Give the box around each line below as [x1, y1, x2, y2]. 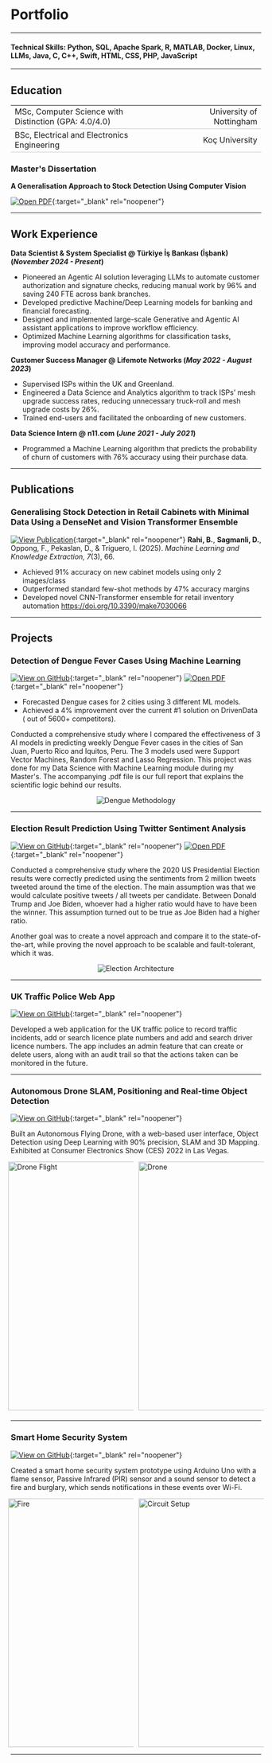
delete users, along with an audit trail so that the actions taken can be [10, 1050, 239, 1059]
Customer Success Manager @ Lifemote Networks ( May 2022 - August [10, 356, 252, 365]
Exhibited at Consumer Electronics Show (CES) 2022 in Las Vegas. [10, 1146, 229, 1156]
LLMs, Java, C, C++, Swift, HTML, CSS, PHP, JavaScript [10, 50, 198, 60]
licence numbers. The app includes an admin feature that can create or [10, 1041, 243, 1051]
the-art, [10, 939, 36, 949]
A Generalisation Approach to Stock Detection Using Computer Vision [10, 181, 247, 191]
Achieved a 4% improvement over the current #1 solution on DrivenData [21, 706, 258, 716]
